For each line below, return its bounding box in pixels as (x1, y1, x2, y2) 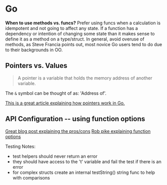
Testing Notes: (5, 143, 36, 150)
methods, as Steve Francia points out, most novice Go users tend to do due (5, 41, 162, 47)
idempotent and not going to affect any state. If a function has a (5, 25, 138, 31)
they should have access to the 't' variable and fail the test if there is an (12, 158, 162, 165)
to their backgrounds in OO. (5, 47, 63, 53)
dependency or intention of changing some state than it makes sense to (5, 30, 155, 36)
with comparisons (12, 174, 50, 180)
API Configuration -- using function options (5, 115, 145, 123)
